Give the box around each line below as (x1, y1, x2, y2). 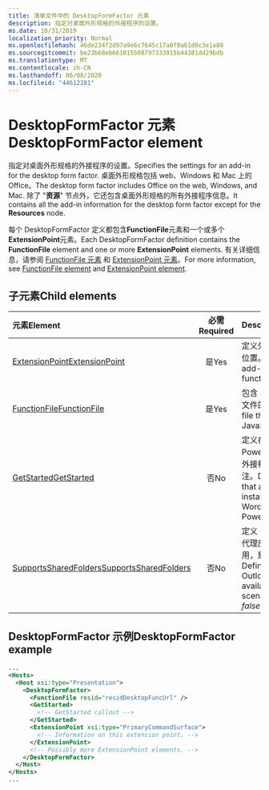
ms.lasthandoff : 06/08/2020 (8, 71, 102, 79)
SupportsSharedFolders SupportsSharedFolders (12, 562, 191, 574)
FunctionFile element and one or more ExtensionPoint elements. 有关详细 (8, 245, 254, 255)
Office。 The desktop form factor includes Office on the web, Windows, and (8, 181, 258, 191)
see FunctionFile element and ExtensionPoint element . (8, 264, 187, 273)
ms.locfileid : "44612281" (8, 79, 94, 87)
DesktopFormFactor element (8, 133, 203, 151)
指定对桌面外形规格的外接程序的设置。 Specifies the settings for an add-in (8, 161, 251, 171)
